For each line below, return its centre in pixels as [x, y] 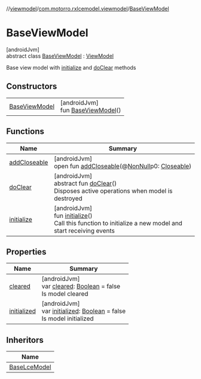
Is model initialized [68, 319]
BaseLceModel [30, 367]
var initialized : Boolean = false [84, 311]
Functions [25, 132]
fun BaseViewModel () [91, 110]
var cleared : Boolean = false [81, 287]
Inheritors [25, 340]
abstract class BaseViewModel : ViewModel [60, 56]
